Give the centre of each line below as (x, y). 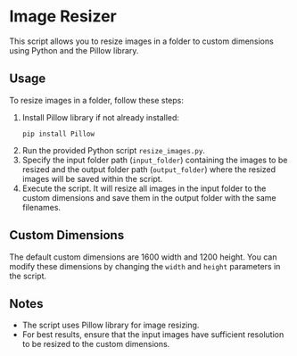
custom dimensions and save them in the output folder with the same (149, 197)
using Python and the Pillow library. (74, 50)
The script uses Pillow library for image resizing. (111, 325)
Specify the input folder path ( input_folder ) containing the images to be (155, 160)
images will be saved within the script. (92, 178)
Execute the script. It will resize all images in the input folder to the (144, 188)
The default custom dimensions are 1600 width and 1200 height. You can (143, 257)
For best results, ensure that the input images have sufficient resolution (153, 335)
